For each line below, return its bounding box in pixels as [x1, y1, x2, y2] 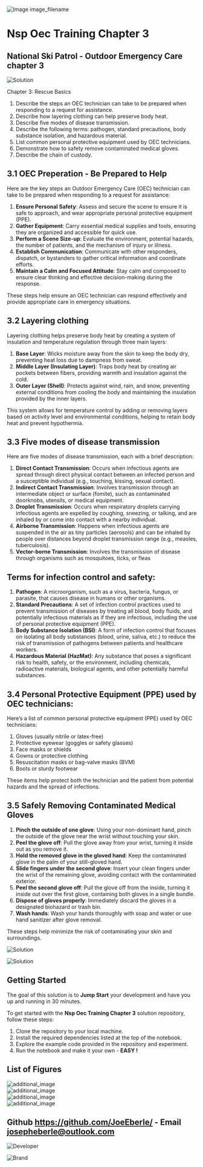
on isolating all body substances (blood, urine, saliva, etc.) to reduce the [15, 633, 196, 640]
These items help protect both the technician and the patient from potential [7, 777, 194, 784]
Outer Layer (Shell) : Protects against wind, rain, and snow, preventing [15, 382, 190, 389]
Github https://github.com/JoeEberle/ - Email [7, 1117, 182, 1127]
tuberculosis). [15, 542, 50, 549]
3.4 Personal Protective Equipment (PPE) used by [7, 689, 197, 700]
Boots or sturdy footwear [15, 765, 78, 772]
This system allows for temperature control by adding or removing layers [7, 406, 188, 414]
